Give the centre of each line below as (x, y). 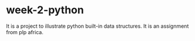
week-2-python (45, 10)
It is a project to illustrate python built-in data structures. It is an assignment (97, 26)
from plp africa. (25, 32)
